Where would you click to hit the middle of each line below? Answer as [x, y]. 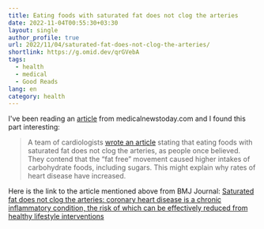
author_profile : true [44, 38]
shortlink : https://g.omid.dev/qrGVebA [74, 52]
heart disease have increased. [77, 176]
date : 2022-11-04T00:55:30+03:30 [63, 23]
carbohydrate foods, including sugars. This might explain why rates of [141, 167]
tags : [17, 60]
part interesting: [34, 127]
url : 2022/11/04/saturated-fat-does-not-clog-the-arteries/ [109, 45]
